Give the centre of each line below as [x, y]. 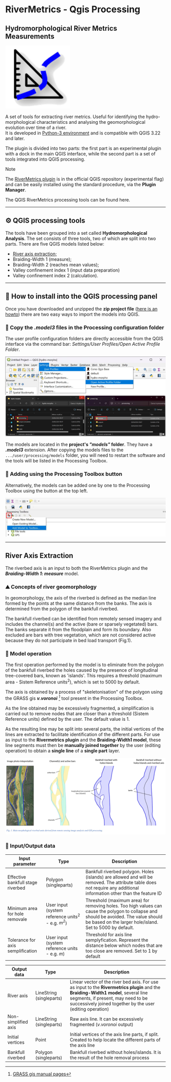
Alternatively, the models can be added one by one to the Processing [78, 485]
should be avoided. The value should [124, 916]
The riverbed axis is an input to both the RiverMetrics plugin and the [77, 568]
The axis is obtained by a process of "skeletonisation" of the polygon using [84, 692]
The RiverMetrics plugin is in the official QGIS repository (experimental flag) [85, 179]
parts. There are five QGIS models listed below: [55, 244]
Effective [17, 877]
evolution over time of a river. [36, 127]
